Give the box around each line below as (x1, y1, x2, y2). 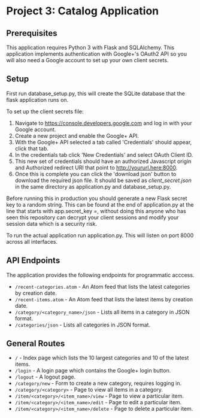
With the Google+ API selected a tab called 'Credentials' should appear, (14, 138, 192, 146)
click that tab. (14, 145, 49, 152)
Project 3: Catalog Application (6, 4, 159, 18)
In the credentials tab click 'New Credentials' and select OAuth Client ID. (14, 151, 193, 158)
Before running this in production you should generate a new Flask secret (6, 195, 187, 202)
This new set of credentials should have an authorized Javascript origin (14, 157, 192, 165)
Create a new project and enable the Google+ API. (14, 132, 140, 139)
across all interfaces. (6, 238, 58, 245)
